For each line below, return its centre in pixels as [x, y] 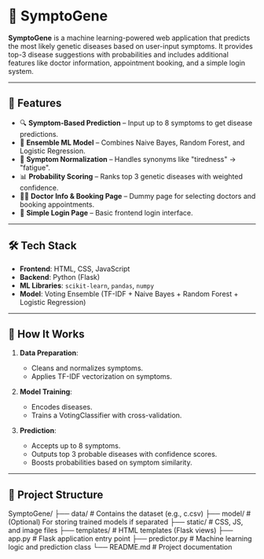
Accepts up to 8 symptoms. [76, 446]
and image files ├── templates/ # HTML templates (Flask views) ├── [121, 531]
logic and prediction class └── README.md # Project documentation [120, 547]
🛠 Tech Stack [42, 246]
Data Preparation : [49, 353]
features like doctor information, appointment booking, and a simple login [127, 63]
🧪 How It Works [46, 334]
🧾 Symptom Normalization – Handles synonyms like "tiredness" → [128, 159]
